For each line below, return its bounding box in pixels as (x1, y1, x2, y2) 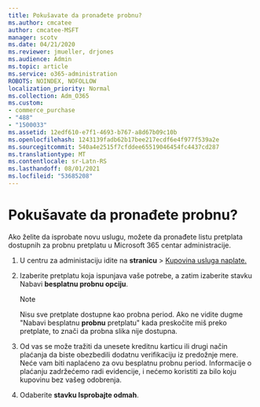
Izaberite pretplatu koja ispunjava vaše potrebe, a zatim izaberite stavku (19, 270, 253, 280)
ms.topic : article (8, 63, 68, 71)
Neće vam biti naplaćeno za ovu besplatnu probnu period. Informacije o (19, 358, 252, 368)
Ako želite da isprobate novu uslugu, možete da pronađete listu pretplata (8, 232, 244, 241)
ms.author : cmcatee (8, 19, 72, 27)
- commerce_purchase (8, 107, 76, 115)
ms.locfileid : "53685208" (8, 172, 93, 181)
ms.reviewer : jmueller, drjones (8, 48, 114, 56)
